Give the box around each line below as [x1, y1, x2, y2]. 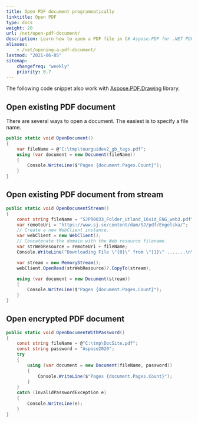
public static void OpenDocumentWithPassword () [6, 329, 126, 335]
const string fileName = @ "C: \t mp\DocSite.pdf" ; [16, 341, 138, 347]
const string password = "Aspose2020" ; [16, 346, 115, 352]
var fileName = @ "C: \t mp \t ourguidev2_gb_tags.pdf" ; [16, 146, 146, 152]
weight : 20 [6, 25, 33, 31]
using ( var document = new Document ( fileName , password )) [27, 362, 173, 368]
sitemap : [6, 58, 28, 64]
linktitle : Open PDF [6, 14, 57, 20]
